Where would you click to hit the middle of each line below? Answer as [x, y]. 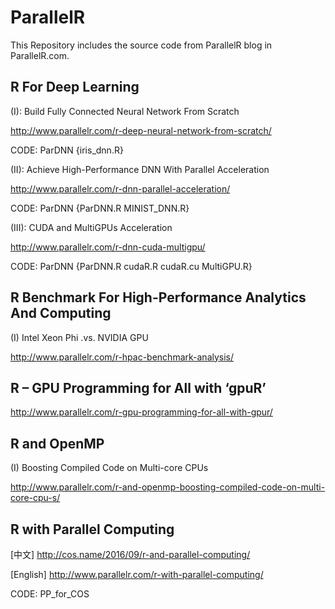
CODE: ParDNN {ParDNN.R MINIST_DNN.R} [100, 208]
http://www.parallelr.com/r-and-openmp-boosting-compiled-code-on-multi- [168, 487]
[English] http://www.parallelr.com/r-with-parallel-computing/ [137, 574]
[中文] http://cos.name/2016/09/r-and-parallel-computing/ [130, 554]
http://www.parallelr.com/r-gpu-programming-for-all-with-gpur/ [141, 412]
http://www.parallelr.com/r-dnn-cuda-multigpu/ [108, 247]
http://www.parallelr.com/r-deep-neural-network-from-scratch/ [141, 130]
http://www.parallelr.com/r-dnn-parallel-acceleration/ [120, 188]
